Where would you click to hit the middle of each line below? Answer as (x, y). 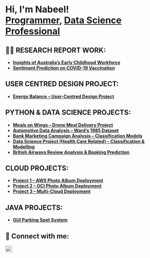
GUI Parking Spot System (40, 220)
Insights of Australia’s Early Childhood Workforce (66, 62)
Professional (33, 31)
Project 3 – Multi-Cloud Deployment (51, 191)
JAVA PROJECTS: (34, 207)
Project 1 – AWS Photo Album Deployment (58, 181)
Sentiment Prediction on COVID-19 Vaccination (64, 68)
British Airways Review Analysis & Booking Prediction (71, 152)
